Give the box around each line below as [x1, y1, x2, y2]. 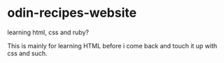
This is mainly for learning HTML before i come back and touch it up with [7, 41, 218, 50]
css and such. [7, 49, 48, 57]
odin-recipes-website [7, 5, 137, 21]
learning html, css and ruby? [7, 28, 90, 36]
